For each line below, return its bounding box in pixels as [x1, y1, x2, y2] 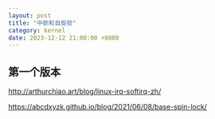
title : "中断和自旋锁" [8, 19, 76, 27]
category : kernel [8, 26, 66, 34]
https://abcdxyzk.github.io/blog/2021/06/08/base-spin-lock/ [8, 102, 207, 112]
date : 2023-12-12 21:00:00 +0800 [8, 33, 119, 42]
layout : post [8, 11, 52, 20]
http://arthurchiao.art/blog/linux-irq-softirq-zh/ [8, 86, 162, 96]
